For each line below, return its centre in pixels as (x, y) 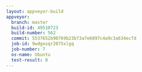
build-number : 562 (34, 33)
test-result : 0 (30, 60)
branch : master (30, 22)
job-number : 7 (28, 49)
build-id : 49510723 (35, 28)
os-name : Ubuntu (31, 55)
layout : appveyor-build (35, 11)
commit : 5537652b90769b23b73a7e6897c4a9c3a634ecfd (74, 38)
